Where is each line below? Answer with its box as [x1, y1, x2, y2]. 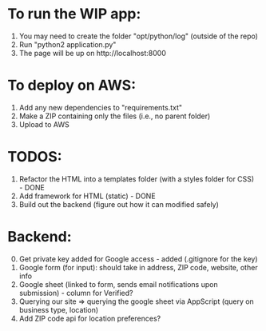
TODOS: [7, 148, 62, 166]
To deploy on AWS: [7, 77, 137, 94]
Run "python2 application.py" [18, 39, 117, 49]
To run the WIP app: [7, 5, 141, 23]
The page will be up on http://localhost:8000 [18, 48, 167, 58]
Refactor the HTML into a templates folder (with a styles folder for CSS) [18, 173, 255, 184]
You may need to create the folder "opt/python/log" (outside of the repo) [18, 31, 259, 41]
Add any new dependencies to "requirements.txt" [18, 102, 183, 112]
